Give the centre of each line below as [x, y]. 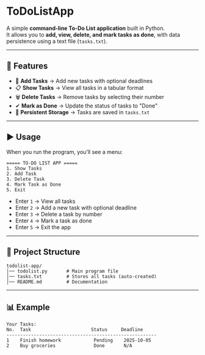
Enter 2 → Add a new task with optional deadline [76, 207]
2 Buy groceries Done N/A [69, 346]
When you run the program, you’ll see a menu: [65, 152]
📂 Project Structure [43, 252]
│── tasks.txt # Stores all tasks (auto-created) [81, 277]
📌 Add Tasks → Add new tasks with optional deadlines [84, 81]
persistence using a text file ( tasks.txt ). [57, 41]
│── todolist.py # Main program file [63, 271]
